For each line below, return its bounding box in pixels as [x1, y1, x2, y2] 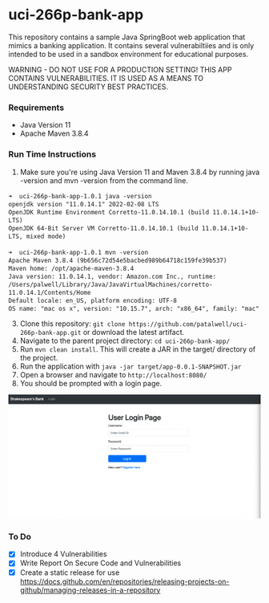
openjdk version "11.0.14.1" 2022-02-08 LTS [8, 200, 159, 208]
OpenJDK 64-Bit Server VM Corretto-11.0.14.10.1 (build [8, 224, 199, 232]
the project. [19, 352, 58, 362]
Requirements [8, 102, 65, 113]
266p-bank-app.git [19, 328, 82, 336]
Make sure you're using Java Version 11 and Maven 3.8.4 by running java [19, 167, 260, 177]
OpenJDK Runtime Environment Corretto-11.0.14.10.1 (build [8, 208, 210, 216]
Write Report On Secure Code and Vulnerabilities [19, 558, 182, 568]
